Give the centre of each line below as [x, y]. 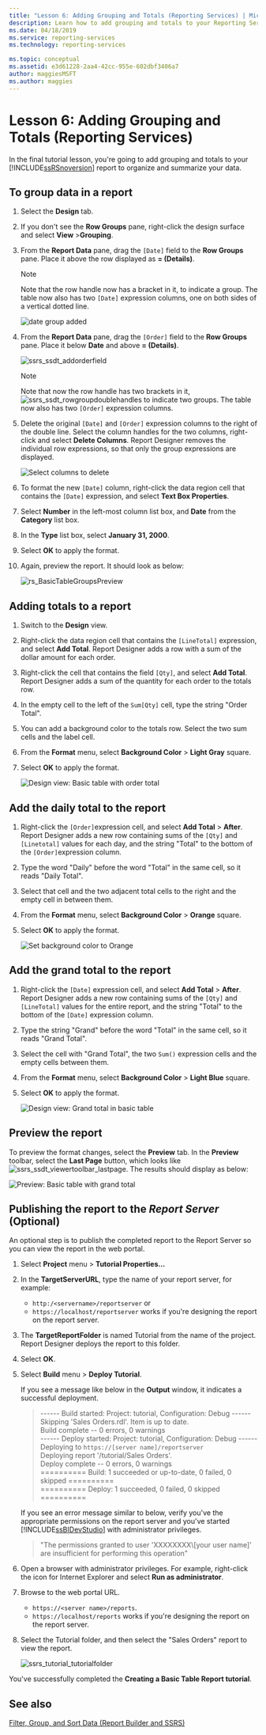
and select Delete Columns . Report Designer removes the [132, 441]
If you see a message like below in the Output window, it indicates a [131, 1390]
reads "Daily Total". [52, 876]
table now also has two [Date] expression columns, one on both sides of [139, 298]
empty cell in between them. [67, 900]
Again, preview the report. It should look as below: [102, 566]
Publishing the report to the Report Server [114, 1209]
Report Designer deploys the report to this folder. [100, 1344]
